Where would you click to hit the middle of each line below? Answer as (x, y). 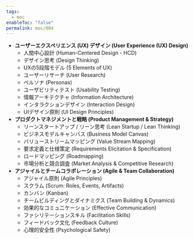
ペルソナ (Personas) (48, 83)
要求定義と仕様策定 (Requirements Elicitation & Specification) (97, 149)
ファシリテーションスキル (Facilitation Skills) (77, 215)
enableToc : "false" (30, 22)
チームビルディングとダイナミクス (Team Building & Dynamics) (99, 201)
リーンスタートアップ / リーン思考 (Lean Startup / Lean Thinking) (102, 127)
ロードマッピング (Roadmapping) (63, 156)
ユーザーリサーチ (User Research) (64, 75)
